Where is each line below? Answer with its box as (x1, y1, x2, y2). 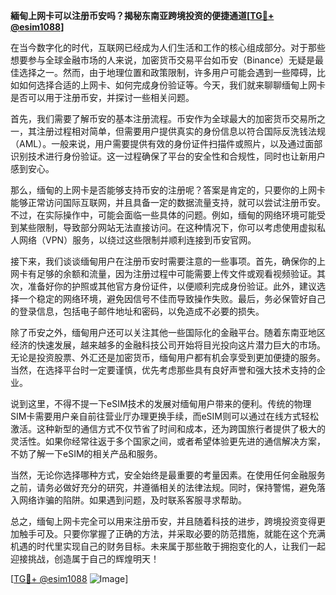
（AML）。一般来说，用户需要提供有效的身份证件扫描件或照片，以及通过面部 (10, 138, 323, 149)
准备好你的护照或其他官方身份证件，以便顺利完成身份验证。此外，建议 (27, 280, 317, 292)
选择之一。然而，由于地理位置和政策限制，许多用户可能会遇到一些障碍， (18, 67, 317, 78)
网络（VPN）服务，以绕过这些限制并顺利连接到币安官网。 (18, 234, 257, 246)
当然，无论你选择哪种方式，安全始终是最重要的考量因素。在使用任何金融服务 (10, 469, 326, 481)
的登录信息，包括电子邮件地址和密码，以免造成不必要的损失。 (10, 305, 265, 317)
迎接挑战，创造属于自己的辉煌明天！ (10, 553, 160, 564)
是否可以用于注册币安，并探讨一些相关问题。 (10, 92, 195, 103)
